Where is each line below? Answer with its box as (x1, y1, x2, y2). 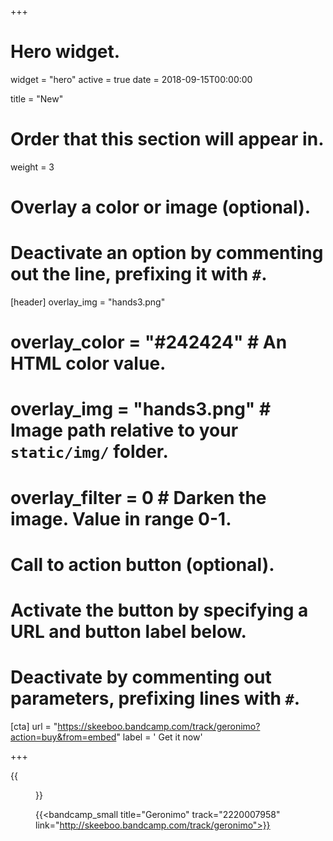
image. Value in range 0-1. (10, 507, 232, 530)
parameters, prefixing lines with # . (10, 687, 301, 710)
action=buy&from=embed (10, 731, 117, 743)
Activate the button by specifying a (10, 599, 309, 621)
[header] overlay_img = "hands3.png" (10, 296, 166, 308)
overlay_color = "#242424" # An (10, 331, 288, 354)
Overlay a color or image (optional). (10, 196, 312, 219)
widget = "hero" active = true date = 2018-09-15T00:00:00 (10, 73, 253, 85)
